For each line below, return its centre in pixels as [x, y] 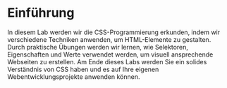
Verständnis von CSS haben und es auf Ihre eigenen [83, 69]
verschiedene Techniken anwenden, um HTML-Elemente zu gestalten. [109, 39]
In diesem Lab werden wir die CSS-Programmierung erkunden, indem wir [114, 32]
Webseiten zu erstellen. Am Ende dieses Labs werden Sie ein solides [107, 61]
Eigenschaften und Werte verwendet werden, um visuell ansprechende [110, 54]
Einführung [41, 13]
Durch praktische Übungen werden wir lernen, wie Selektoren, [98, 47]
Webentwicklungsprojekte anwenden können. [74, 76]
